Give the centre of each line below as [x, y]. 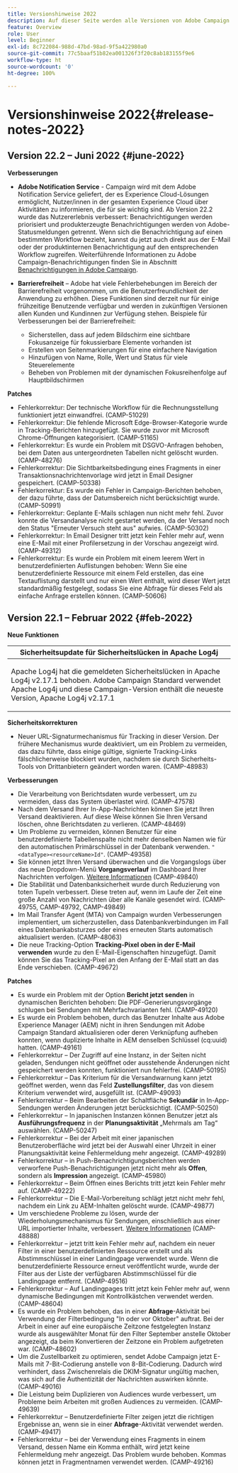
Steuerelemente [51, 365]
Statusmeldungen [43, 232]
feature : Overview [34, 27]
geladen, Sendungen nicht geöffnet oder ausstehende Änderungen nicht [124, 1063]
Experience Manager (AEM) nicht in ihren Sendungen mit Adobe [111, 1025]
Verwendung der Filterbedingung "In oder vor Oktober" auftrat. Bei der [121, 1319]
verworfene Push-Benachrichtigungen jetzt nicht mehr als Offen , [112, 1168]
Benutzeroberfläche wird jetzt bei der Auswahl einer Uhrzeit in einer [117, 1145]
